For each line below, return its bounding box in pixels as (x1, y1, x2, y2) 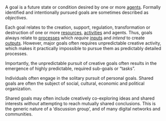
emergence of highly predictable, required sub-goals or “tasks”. (5, 65, 135, 71)
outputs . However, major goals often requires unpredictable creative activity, (5, 40, 162, 46)
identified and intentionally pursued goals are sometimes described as (5, 9, 149, 15)
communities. (5, 111, 33, 117)
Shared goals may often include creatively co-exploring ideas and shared (5, 95, 155, 101)
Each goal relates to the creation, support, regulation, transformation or (5, 24, 151, 30)
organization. (5, 86, 32, 91)
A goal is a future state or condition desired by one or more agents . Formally (5, 4, 161, 10)
